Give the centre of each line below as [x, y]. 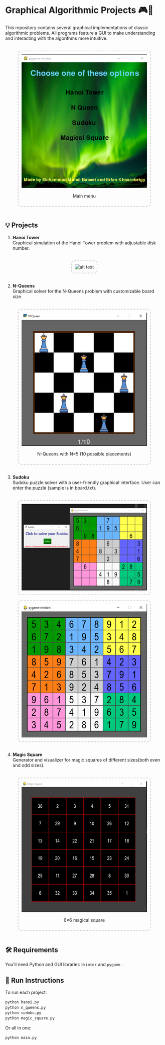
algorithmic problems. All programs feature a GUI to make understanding [80, 33]
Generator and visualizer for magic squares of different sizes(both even [86, 759]
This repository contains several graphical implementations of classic [77, 27]
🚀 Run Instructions [35, 980]
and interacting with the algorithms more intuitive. [56, 38]
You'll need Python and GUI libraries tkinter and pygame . [64, 965]
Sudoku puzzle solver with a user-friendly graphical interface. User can [86, 483]
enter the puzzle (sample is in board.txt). [54, 488]
